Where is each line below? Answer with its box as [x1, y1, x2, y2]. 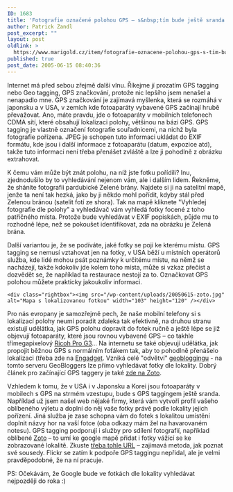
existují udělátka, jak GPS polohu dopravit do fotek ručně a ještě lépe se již [7, 324, 221, 332]
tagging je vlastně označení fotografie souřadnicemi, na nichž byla [7, 125, 198, 133]
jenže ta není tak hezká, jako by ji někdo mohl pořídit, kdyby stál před [7, 190, 205, 199]
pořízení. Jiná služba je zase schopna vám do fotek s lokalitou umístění [7, 411, 210, 420]
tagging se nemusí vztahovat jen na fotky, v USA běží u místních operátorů [7, 248, 221, 256]
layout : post [7, 36, 45, 43]
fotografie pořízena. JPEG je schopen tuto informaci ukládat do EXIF [7, 133, 202, 141]
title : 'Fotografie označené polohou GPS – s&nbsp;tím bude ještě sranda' [7, 17, 228, 24]
